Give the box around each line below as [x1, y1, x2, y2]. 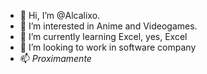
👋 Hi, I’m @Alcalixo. [19, 10, 101, 21]
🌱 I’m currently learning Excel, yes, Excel [19, 31, 188, 42]
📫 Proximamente [19, 53, 92, 64]
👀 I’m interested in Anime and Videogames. [19, 20, 198, 32]
